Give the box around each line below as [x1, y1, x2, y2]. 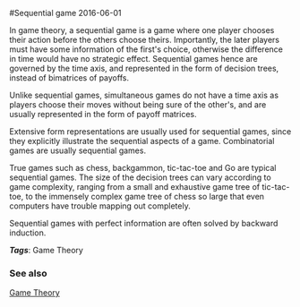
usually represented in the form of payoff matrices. [9, 109, 197, 119]
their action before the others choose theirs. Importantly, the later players [9, 35, 280, 45]
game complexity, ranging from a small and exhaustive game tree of [9, 182, 261, 192]
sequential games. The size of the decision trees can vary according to [9, 172, 271, 183]
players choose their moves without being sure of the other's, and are [9, 99, 267, 110]
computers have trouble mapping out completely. [9, 200, 191, 211]
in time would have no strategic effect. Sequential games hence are [9, 54, 258, 64]
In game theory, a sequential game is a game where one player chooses [9, 25, 275, 35]
